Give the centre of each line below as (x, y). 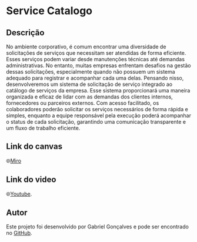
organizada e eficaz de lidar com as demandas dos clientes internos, (90, 97)
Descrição (25, 33)
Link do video (31, 180)
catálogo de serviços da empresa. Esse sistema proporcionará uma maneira (98, 90)
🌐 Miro (14, 161)
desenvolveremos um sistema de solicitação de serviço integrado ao (89, 84)
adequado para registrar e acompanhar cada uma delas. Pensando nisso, (95, 78)
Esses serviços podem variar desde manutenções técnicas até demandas (96, 59)
